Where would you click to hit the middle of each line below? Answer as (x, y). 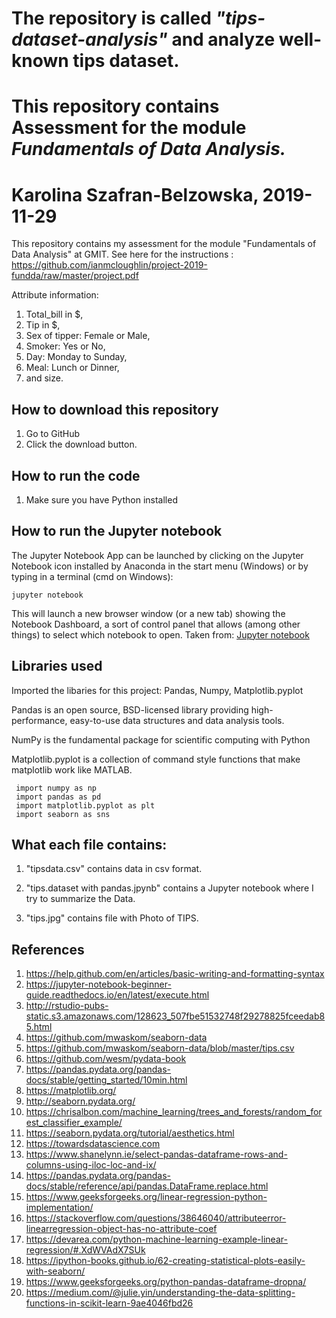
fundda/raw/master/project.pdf (75, 276)
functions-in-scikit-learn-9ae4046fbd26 (109, 1303)
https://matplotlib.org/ (71, 1091)
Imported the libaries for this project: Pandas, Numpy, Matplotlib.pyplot (157, 690)
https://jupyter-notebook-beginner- (98, 984)
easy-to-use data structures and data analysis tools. (177, 720)
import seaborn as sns (63, 814)
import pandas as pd (58, 797)
